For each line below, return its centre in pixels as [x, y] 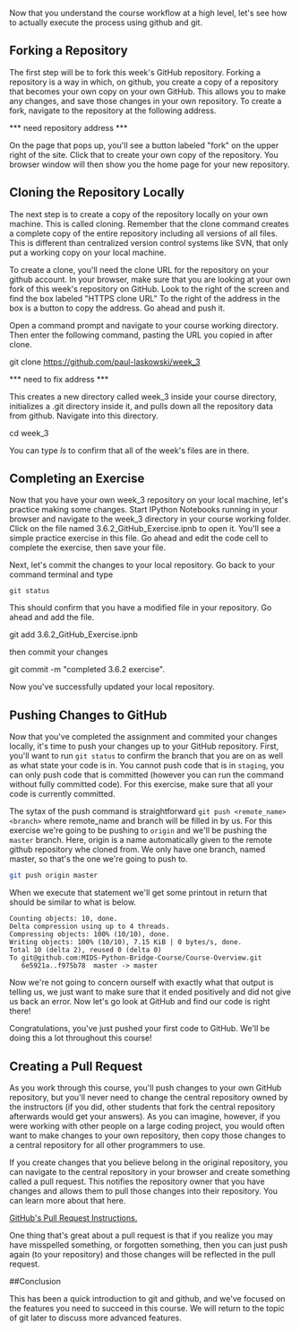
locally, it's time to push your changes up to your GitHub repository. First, [144, 746]
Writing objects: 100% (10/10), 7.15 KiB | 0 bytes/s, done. [126, 942]
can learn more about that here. [68, 1200]
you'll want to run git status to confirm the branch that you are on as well [146, 756]
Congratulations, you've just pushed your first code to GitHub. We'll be [140, 1029]
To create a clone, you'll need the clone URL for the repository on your [139, 269]
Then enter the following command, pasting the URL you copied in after [141, 335]
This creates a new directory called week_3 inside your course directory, [143, 396]
